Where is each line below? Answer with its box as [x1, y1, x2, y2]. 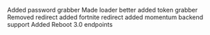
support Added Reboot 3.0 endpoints [7, 21, 113, 28]
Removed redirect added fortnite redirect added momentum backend [7, 13, 204, 21]
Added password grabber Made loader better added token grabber [7, 6, 198, 14]
